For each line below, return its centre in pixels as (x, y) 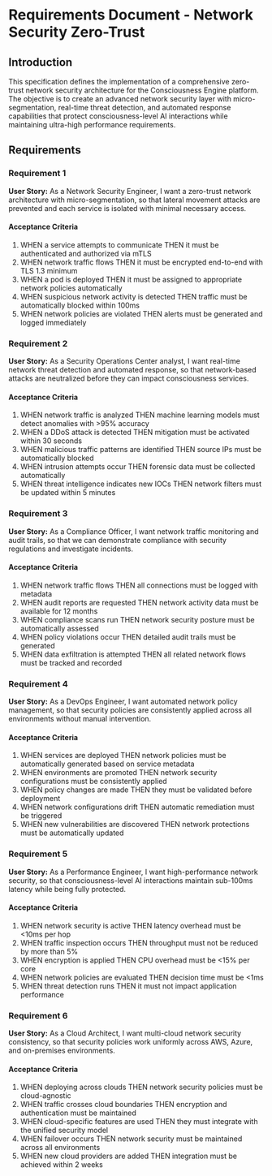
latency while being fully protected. (67, 889)
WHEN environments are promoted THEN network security (119, 773)
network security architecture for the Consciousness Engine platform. (142, 90)
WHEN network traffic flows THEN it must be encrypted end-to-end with (142, 262)
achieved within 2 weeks (61, 1165)
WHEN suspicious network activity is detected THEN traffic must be (134, 296)
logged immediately (53, 322)
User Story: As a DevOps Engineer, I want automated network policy (123, 702)
